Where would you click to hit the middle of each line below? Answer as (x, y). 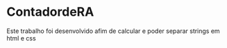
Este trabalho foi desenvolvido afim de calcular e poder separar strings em (113, 31)
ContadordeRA (50, 12)
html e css (21, 38)
